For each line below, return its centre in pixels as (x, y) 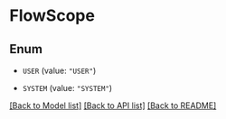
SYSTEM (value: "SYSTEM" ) (67, 88)
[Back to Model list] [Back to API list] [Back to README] (113, 105)
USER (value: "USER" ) (59, 70)
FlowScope (52, 16)
